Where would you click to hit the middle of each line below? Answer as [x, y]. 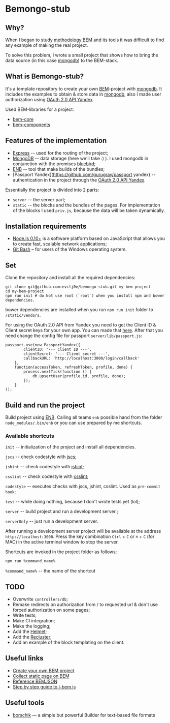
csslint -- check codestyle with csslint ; [47, 476]
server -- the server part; [39, 199]
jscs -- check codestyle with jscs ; [41, 457]
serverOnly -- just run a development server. [52, 521]
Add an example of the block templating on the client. [69, 642]
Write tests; [25, 615]
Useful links [25, 658]
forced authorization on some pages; [51, 610]
